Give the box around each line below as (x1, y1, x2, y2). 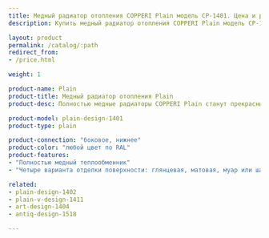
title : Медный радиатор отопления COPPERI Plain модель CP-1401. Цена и (8, 11, 256, 20)
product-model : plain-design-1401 (8, 114, 124, 123)
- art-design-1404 (8, 203, 70, 211)
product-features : (8, 151, 70, 159)
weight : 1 (8, 71, 42, 79)
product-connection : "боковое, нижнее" (8, 136, 142, 144)
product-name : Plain (8, 85, 78, 93)
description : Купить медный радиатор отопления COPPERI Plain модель (8, 19, 246, 27)
